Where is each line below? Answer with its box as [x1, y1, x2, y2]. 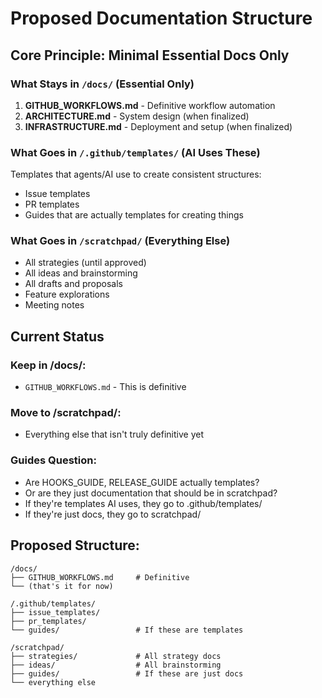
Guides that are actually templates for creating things [24, 209, 244, 221]
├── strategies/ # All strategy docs [10, 651, 222, 661]
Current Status [10, 328, 105, 345]
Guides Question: [10, 453, 97, 467]
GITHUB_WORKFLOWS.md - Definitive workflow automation [24, 99, 276, 111]
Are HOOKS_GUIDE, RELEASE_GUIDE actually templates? [24, 476, 260, 488]
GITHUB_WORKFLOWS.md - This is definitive [24, 381, 187, 393]
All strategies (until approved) [24, 257, 147, 269]
